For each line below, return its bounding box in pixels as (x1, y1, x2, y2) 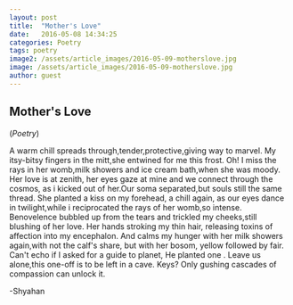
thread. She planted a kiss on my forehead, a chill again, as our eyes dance (9, 193, 285, 203)
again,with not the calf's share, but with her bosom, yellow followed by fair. (9, 240, 285, 251)
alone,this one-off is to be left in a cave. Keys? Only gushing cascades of (9, 259, 278, 269)
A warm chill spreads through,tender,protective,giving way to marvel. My (9, 144, 276, 156)
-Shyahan (9, 285, 45, 296)
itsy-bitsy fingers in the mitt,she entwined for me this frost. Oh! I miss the (9, 154, 277, 165)
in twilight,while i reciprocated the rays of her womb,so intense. (9, 202, 242, 212)
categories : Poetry (9, 37, 82, 47)
